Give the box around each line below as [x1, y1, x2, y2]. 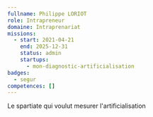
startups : [20, 56, 50, 63]
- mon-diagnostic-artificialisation [25, 63, 135, 70]
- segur [13, 75, 37, 83]
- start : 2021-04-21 [13, 37, 74, 44]
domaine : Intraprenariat [7, 23, 81, 30]
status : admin [20, 50, 62, 57]
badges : [7, 69, 30, 76]
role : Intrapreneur [7, 17, 65, 24]
